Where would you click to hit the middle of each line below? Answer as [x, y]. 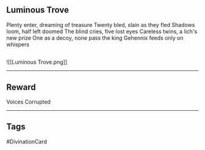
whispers [18, 44]
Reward [21, 87]
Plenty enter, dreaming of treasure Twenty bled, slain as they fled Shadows [101, 24]
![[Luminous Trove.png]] [37, 62]
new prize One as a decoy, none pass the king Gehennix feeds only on [95, 38]
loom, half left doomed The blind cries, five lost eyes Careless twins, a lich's [102, 31]
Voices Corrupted [28, 102]
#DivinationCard [27, 141]
